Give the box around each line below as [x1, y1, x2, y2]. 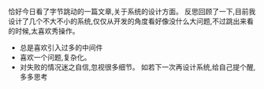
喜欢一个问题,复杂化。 [19, 53, 91, 62]
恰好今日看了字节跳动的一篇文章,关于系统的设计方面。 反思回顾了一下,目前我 [8, 7, 256, 16]
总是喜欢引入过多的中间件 [19, 43, 103, 52]
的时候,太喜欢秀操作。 [8, 27, 80, 35]
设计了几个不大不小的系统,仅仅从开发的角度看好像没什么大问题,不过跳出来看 [8, 16, 255, 26]
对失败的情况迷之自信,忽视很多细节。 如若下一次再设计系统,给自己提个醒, [19, 62, 256, 72]
